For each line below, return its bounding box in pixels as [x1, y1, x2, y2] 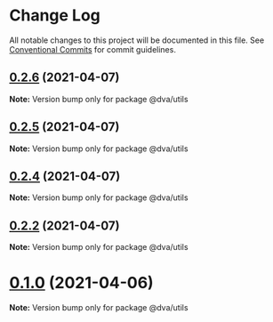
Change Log [9, 5, 100, 26]
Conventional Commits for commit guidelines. [9, 44, 176, 54]
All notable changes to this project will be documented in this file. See [9, 35, 265, 45]
